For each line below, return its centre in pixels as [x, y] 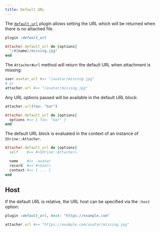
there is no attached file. [29, 29]
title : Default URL [25, 10]
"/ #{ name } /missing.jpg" [33, 51]
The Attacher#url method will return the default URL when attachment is [78, 65]
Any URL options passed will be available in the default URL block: [71, 97]
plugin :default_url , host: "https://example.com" [57, 216]
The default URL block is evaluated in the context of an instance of [72, 134]
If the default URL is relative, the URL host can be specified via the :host [78, 202]
